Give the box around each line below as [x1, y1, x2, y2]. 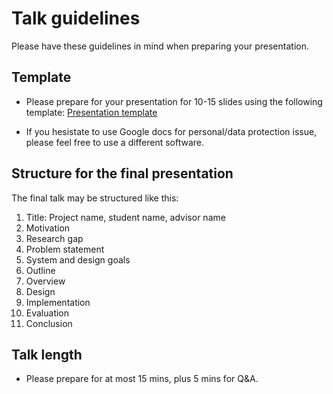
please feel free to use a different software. [25, 136, 205, 148]
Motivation [25, 222, 71, 234]
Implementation [25, 296, 91, 308]
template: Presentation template [25, 106, 158, 118]
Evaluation [25, 307, 70, 319]
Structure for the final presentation [11, 165, 234, 182]
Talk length [11, 346, 83, 363]
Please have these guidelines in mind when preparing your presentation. [11, 40, 309, 52]
